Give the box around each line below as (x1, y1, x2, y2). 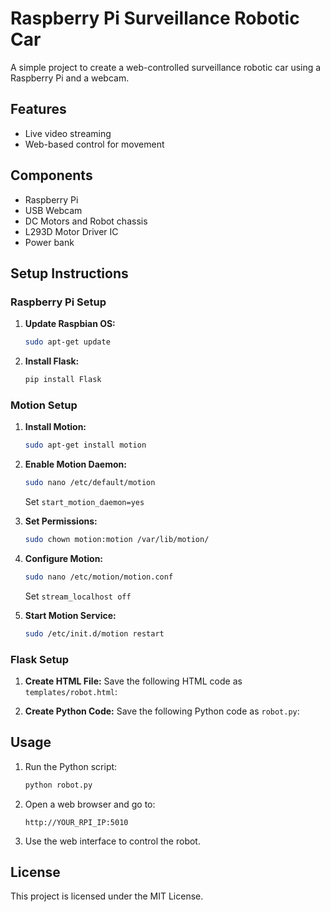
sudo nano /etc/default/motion (24, 478, 156, 488)
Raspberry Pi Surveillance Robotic (10, 7, 300, 30)
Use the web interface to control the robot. (24, 835, 201, 847)
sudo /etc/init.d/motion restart (24, 628, 165, 639)
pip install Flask (24, 375, 102, 385)
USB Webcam (24, 204, 83, 216)
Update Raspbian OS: (24, 318, 116, 330)
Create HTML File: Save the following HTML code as (24, 675, 243, 687)
